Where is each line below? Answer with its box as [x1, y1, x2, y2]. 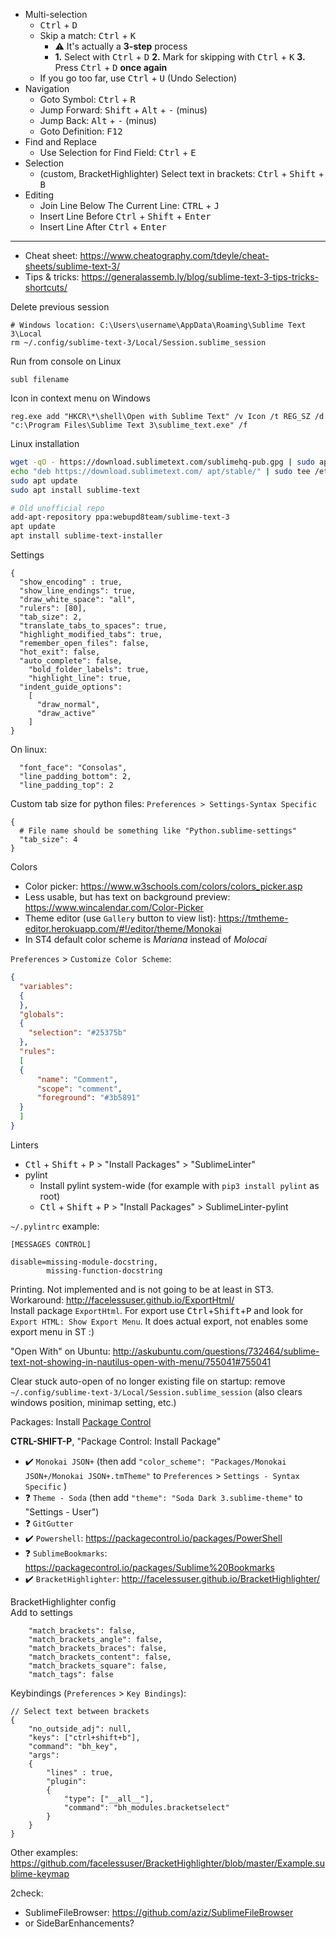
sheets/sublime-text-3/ [24, 260, 121, 272]
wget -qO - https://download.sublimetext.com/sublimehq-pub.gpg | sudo [10, 457, 315, 467]
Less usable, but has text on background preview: [24, 891, 231, 903]
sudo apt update [10, 475, 78, 486]
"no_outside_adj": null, [28, 1724, 132, 1734]
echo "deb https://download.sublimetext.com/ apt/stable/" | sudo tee [10, 466, 311, 476]
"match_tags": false [28, 1669, 114, 1679]
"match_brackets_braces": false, [28, 1643, 168, 1653]
